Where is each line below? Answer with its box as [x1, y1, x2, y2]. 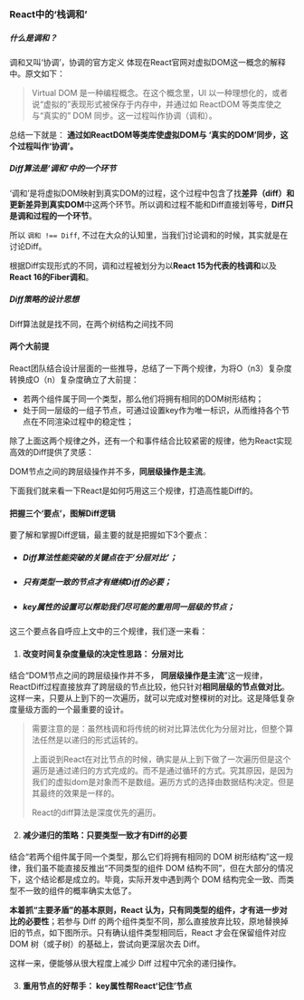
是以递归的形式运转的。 [55, 734, 143, 745]
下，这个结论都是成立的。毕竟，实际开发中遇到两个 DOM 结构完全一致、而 [9, 874, 287, 885]
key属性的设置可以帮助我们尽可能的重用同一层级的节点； [22, 601, 235, 612]
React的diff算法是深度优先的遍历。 [31, 807, 161, 818]
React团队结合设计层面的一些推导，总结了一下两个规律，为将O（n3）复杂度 [9, 363, 292, 374]
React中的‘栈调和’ [9, 7, 88, 20]
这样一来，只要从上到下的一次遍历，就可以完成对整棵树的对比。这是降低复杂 [9, 693, 295, 704]
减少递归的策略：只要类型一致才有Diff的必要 [22, 830, 188, 840]
